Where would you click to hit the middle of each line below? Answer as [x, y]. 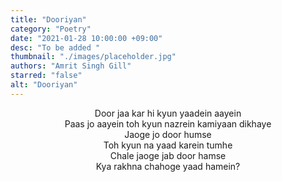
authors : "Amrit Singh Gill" [71, 66]
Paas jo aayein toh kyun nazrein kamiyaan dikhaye [168, 123]
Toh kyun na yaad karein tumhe [168, 145]
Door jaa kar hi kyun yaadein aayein [168, 113]
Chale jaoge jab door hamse [168, 155]
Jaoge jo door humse [168, 134]
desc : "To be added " [55, 47]
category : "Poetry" [51, 29]
